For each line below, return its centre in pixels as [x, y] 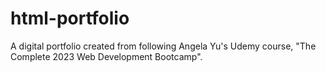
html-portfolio [70, 18]
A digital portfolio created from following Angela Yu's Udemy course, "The [163, 46]
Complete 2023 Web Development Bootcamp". [106, 56]
